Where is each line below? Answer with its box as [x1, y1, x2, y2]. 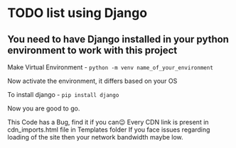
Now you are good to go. [7, 104, 80, 113]
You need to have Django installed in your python [7, 33, 230, 45]
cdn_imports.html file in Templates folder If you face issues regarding [7, 125, 210, 134]
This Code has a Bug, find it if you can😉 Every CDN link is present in [7, 118, 209, 126]
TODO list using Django [7, 5, 148, 21]
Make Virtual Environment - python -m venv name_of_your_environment [7, 63, 213, 72]
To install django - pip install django [7, 91, 119, 98]
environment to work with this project [7, 44, 178, 56]
